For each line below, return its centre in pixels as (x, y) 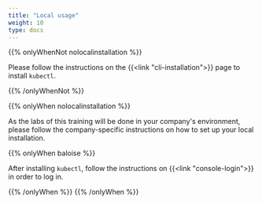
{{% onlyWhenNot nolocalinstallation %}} (75, 53)
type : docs (26, 30)
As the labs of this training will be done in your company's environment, (124, 122)
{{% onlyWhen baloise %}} (52, 153)
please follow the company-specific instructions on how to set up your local (131, 129)
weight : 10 (26, 23)
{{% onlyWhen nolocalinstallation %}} (70, 106)
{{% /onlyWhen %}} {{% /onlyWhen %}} (74, 192)
